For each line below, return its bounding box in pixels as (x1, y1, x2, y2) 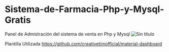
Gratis (5, 14, 31, 26)
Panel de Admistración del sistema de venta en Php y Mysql (5, 31, 130, 37)
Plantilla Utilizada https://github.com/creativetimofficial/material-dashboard (5, 40, 162, 46)
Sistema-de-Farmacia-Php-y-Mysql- (5, 4, 164, 15)
